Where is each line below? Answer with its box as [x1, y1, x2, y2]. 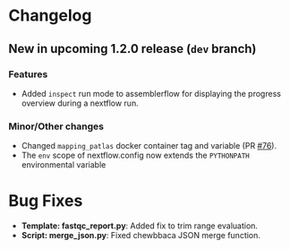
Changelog [8, 5, 92, 26]
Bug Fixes [8, 191, 83, 211]
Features [8, 68, 48, 81]
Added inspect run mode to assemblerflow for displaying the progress [21, 88, 281, 99]
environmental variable [21, 159, 107, 170]
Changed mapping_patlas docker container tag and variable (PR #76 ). [21, 141, 277, 151]
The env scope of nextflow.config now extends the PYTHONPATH [21, 150, 250, 161]
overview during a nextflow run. [21, 98, 140, 108]
